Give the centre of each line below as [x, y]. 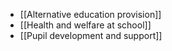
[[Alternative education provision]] [90, 14]
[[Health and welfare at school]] [85, 25]
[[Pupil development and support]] [91, 35]
